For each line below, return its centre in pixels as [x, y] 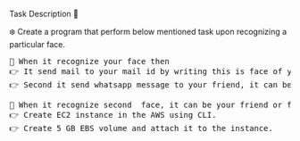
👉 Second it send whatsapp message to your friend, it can [144, 85]
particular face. [37, 44]
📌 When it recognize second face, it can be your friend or [146, 105]
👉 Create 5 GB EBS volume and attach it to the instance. [142, 128]
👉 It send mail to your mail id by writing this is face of [146, 71]
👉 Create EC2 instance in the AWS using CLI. [113, 115]
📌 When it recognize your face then [89, 61]
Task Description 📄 [44, 14]
